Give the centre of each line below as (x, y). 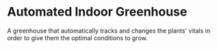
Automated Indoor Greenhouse (97, 12)
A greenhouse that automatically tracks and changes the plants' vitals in (109, 31)
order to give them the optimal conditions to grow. (77, 37)
